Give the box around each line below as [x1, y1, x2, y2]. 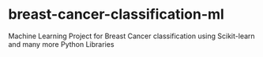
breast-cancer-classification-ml [8, 5, 225, 23]
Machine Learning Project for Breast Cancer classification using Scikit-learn [8, 31, 255, 41]
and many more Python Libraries [8, 39, 115, 48]
